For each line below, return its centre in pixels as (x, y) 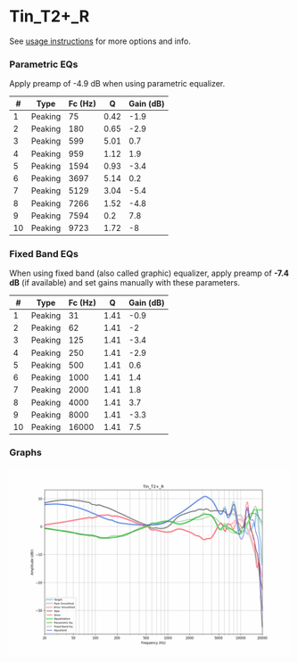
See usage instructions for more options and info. (100, 41)
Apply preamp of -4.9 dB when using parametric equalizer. (117, 84)
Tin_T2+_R (50, 17)
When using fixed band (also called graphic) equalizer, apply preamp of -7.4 (149, 273)
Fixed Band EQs (44, 253)
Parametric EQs (44, 64)
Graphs (25, 452)
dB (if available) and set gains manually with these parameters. (125, 283)
